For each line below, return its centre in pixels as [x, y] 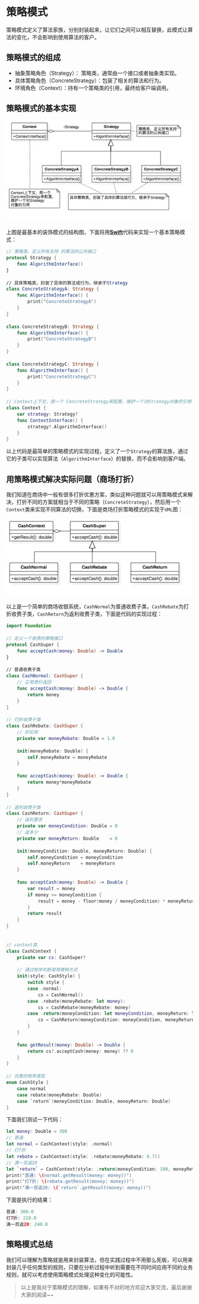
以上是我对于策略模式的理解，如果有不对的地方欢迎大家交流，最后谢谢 [106, 1287]
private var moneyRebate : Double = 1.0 [66, 738]
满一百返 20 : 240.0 [27, 1224]
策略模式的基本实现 [41, 108]
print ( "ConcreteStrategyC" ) [62, 377]
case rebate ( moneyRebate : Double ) [59, 1095]
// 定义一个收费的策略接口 [35, 638]
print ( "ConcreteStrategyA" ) [62, 302]
